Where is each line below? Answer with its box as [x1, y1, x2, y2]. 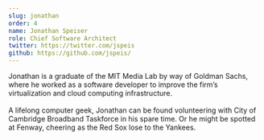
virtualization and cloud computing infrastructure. [8, 89, 173, 97]
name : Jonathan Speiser [8, 27, 89, 35]
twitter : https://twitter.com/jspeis [8, 42, 135, 50]
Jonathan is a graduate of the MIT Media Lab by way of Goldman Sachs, [8, 72, 248, 80]
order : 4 [8, 19, 38, 27]
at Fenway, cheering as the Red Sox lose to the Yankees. [8, 122, 196, 132]
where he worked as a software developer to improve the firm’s [8, 80, 219, 89]
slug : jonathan [8, 11, 60, 20]
